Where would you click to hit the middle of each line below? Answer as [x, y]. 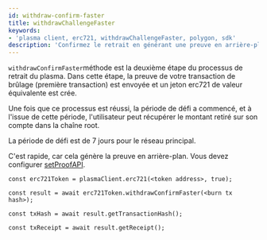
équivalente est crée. [43, 93]
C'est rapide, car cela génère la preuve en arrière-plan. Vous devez [118, 157]
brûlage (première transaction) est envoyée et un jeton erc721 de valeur [126, 85]
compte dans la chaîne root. [54, 126]
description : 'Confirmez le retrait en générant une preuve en [115, 45]
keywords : [25, 30]
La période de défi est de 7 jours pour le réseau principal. [102, 141]
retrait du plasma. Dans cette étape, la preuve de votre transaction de [122, 76]
